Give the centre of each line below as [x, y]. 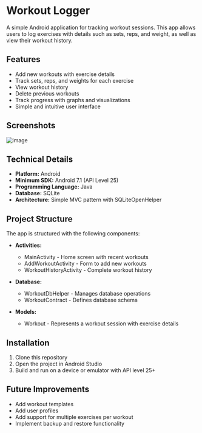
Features [23, 59]
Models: [25, 312]
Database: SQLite [37, 193]
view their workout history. [39, 40]
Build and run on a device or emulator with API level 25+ [85, 370]
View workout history [42, 87]
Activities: [29, 245]
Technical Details [40, 159]
